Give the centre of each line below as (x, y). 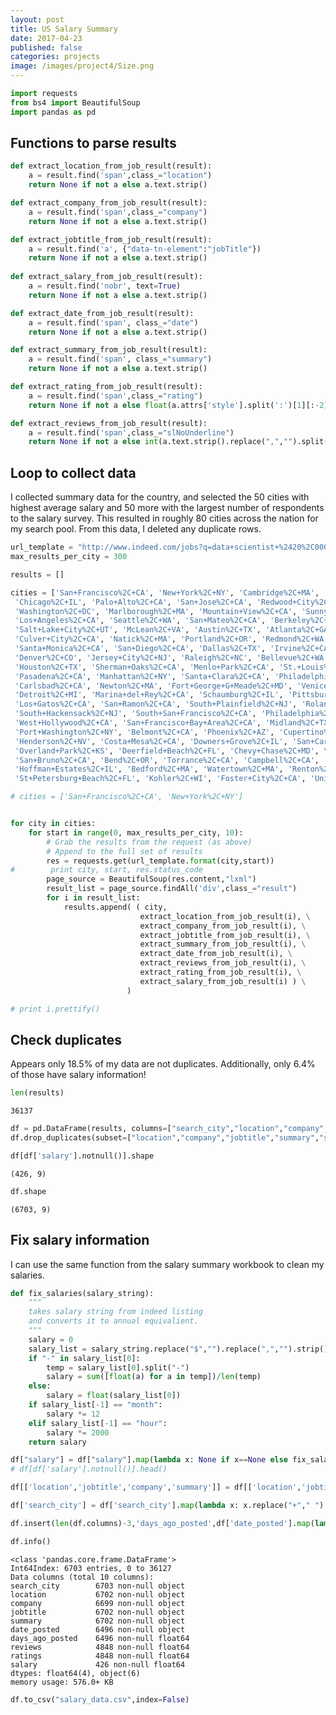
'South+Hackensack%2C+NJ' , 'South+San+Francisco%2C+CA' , (135, 714)
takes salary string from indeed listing (115, 1312)
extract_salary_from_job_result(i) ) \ (223, 981)
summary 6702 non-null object (98, 1621)
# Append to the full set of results (124, 851)
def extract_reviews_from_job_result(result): (109, 423)
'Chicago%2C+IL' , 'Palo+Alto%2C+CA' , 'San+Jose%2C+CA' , (133, 602)
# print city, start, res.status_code (106, 870)
